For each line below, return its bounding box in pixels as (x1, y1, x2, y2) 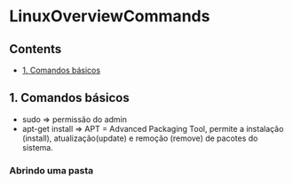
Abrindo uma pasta (9, 164, 94, 176)
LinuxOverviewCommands (9, 6, 210, 27)
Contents (9, 42, 62, 57)
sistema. (21, 142, 53, 152)
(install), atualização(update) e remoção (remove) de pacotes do (21, 133, 258, 143)
